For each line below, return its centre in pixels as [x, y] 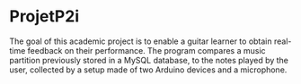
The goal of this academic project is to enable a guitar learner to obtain [141, 41]
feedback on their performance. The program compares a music [147, 50]
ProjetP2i [44, 17]
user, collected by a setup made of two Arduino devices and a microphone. [148, 70]
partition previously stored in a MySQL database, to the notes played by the [149, 60]
